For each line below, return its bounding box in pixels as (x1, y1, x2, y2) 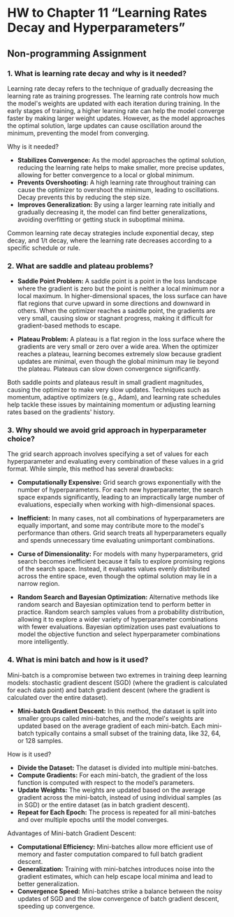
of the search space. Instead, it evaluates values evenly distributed (17, 564, 210, 573)
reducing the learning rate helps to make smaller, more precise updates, (17, 163, 225, 172)
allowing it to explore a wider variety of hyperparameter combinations (17, 615, 219, 624)
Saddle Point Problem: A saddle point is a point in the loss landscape (17, 277, 217, 286)
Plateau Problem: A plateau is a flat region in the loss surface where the (17, 335, 226, 344)
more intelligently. (17, 638, 69, 646)
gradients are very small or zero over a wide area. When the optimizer (17, 342, 219, 351)
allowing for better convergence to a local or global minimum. (17, 170, 194, 179)
